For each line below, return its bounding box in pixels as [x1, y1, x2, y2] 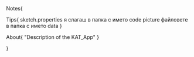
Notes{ [6, 5, 23, 12]
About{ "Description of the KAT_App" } [6, 34, 100, 40]
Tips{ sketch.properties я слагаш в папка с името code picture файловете [6, 16, 188, 23]
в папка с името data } [6, 23, 63, 29]
